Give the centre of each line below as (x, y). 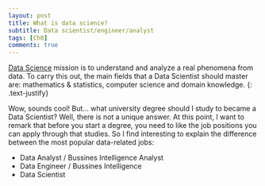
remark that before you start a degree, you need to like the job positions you (132, 126)
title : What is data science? (58, 23)
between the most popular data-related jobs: (81, 142)
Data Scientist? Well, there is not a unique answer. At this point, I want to (126, 117)
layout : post (30, 15)
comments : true (33, 45)
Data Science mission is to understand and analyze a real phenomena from (131, 68)
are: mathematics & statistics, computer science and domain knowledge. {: (130, 85)
